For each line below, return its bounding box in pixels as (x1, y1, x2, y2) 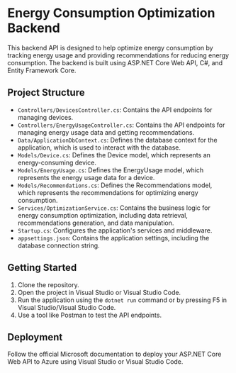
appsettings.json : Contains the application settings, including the (17, 233, 210, 242)
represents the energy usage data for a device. (17, 173, 155, 182)
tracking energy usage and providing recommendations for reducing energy (7, 51, 229, 60)
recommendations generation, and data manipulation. (17, 218, 174, 227)
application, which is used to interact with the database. (17, 143, 181, 152)
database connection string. (17, 241, 101, 250)
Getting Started (7, 262, 77, 274)
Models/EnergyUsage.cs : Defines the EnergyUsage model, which (17, 165, 204, 174)
